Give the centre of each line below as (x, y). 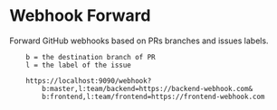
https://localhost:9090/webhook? (89, 81)
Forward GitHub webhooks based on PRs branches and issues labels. (139, 41)
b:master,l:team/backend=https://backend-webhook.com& (148, 88)
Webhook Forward (80, 16)
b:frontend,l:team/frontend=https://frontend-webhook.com (153, 96)
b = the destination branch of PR (91, 57)
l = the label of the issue (78, 65)
